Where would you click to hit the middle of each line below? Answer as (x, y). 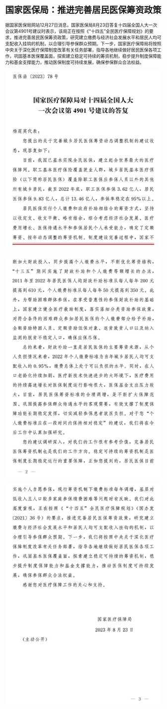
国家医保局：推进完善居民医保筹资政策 (83, 10)
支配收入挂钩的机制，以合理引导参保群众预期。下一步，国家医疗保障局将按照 (83, 43)
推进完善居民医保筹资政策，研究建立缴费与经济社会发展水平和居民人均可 (87, 37)
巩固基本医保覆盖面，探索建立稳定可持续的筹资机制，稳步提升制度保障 (85, 56)
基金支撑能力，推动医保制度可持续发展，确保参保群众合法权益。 (79, 62)
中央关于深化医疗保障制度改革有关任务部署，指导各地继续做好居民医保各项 (81, 50)
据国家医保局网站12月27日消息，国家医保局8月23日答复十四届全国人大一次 (81, 25)
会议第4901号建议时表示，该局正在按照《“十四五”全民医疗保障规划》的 (77, 31)
